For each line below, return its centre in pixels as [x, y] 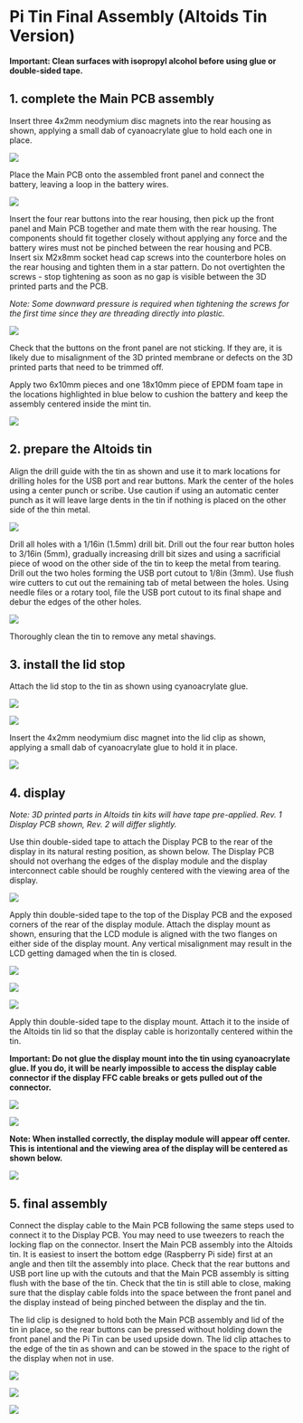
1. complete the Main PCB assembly [112, 99]
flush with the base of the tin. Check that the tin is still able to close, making [150, 1283]
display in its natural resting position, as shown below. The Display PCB [142, 852]
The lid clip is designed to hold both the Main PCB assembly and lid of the [147, 1320]
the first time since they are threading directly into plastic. [117, 313]
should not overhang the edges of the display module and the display [139, 861]
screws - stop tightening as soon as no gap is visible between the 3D [138, 276]
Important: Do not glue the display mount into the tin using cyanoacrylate [150, 1059]
